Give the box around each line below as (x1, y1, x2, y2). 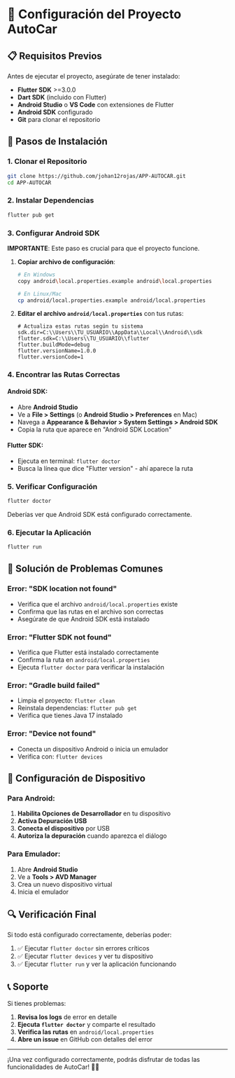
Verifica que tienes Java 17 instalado (17, 711, 123, 720)
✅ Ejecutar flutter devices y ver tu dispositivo (17, 952, 154, 960)
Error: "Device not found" (7, 728, 97, 738)
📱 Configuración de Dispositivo (7, 773, 145, 785)
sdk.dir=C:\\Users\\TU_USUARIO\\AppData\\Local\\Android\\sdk (17, 329, 203, 336)
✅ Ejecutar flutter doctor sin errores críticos (17, 944, 150, 953)
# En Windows (17, 271, 56, 278)
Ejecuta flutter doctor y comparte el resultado (17, 1021, 156, 1029)
